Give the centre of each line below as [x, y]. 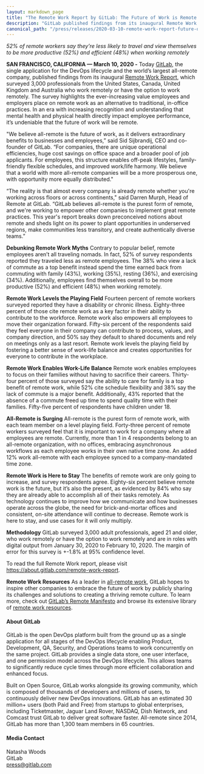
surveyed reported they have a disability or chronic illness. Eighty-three [96, 305]
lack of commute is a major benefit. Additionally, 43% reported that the [95, 394]
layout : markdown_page [35, 12]
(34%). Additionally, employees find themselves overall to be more [90, 280]
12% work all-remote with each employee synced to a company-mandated [100, 457]
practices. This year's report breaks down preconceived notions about [94, 217]
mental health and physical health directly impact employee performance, [99, 116]
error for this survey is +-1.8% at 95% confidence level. [76, 552]
